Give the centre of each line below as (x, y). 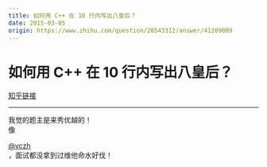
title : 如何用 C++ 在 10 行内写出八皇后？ (72, 16)
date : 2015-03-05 (37, 23)
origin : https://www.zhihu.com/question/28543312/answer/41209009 (120, 30)
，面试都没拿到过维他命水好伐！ (60, 155)
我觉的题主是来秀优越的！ (50, 120)
